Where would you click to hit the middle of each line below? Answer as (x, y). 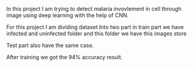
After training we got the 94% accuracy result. (65, 57)
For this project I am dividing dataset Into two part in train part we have (95, 27)
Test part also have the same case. (50, 45)
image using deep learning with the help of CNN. (68, 15)
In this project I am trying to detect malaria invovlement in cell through (94, 9)
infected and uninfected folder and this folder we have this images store (96, 33)
